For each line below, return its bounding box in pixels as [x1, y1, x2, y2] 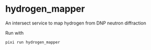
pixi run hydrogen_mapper [5, 39, 60, 45]
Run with [5, 30, 24, 36]
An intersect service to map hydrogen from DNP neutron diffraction [5, 20, 146, 26]
